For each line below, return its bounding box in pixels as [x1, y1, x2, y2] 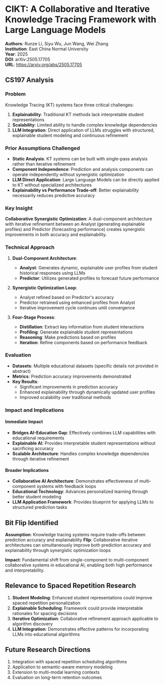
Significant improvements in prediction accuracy [19, 384, 118, 390]
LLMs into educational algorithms [12, 631, 80, 637]
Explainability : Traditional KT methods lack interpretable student [12, 111, 144, 117]
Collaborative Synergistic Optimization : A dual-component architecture [5, 216, 153, 222]
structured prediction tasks [12, 504, 67, 510]
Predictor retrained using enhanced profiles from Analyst [19, 299, 135, 305]
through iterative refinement [12, 456, 69, 461]
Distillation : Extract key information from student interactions [19, 324, 144, 329]
